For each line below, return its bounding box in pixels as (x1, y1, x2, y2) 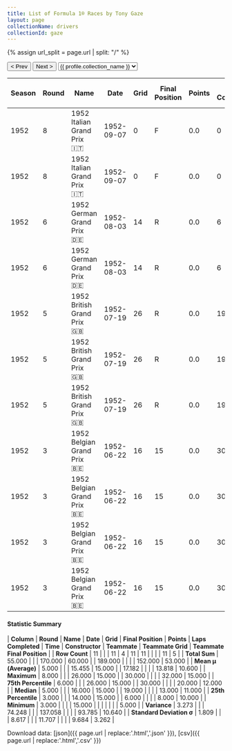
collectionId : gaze (7, 29, 64, 37)
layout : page (7, 17, 45, 23)
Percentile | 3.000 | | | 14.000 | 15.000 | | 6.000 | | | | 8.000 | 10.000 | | (7, 694, 206, 702)
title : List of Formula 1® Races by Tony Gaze (7, 10, 144, 17)
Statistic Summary (7, 619, 62, 628)
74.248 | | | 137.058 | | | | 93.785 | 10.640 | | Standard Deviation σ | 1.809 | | (7, 708, 222, 716)
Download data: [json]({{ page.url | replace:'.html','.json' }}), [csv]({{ (7, 729, 200, 737)
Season (10, 88, 37, 98)
